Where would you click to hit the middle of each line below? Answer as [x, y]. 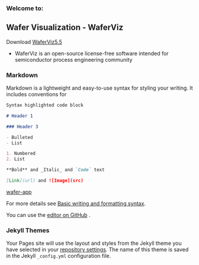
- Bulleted [20, 137]
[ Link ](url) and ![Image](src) [45, 181]
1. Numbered [21, 154]
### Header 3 [22, 127]
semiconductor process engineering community [73, 59]
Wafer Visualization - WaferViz [65, 28]
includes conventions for [37, 94]
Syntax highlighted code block [45, 105]
